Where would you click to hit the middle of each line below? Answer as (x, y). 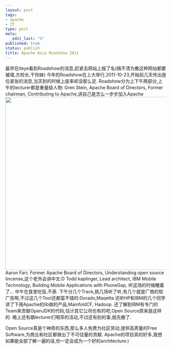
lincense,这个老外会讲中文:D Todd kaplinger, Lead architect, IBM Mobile (81, 279)
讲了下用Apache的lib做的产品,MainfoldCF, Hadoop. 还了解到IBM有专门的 (82, 304)
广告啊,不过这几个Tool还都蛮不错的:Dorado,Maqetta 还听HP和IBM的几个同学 (85, 298)
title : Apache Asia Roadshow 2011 (42, 53)
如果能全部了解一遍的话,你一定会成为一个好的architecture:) (67, 341)
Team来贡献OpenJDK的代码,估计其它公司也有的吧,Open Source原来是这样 (84, 311)
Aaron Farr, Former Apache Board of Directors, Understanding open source (85, 273)
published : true (23, 44)
